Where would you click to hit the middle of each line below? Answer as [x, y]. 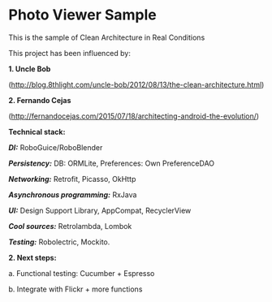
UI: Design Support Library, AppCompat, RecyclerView [100, 210]
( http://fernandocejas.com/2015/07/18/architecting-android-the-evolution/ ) [134, 116]
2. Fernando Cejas [40, 100]
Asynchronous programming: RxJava [73, 194]
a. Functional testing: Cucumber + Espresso [82, 273]
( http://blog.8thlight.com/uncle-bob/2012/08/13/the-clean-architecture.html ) [136, 84]
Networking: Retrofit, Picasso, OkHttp [72, 179]
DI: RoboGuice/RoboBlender [56, 147]
